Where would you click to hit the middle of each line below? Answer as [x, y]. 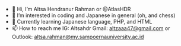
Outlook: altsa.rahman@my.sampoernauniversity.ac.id [78, 37]
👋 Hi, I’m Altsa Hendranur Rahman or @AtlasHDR [71, 9]
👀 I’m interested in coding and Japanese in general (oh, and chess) [93, 15]
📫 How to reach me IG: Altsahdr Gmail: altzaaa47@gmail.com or [91, 28]
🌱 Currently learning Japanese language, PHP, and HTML [82, 22]
